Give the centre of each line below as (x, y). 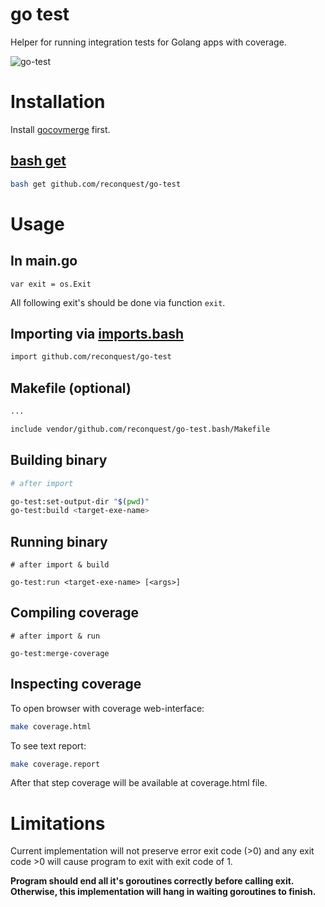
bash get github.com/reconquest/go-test (96, 184)
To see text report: (48, 745)
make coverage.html (51, 726)
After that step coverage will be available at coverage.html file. (139, 783)
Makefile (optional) (71, 388)
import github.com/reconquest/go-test (91, 357)
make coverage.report (55, 764)
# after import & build (60, 565)
